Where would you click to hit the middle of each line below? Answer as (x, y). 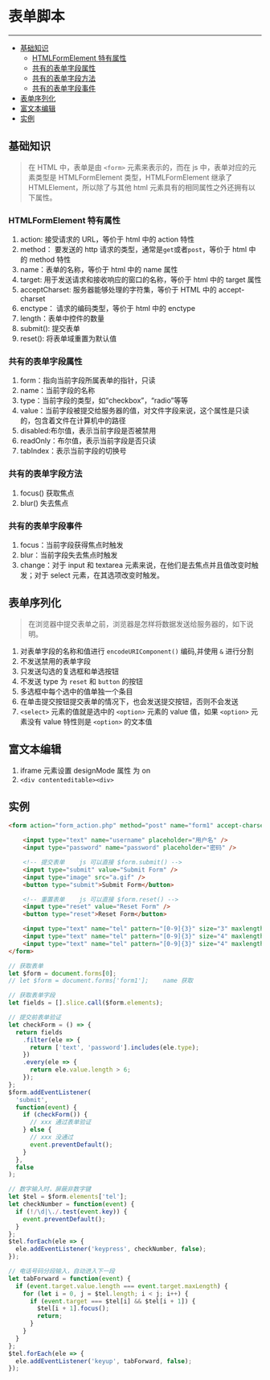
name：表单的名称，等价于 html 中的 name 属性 (99, 270)
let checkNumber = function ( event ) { (72, 1204)
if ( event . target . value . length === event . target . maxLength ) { (122, 1286)
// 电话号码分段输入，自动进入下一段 (61, 1271)
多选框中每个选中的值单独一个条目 (76, 691)
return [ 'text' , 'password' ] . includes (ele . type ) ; (114, 1047)
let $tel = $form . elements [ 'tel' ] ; (68, 1197)
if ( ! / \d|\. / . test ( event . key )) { (72, 1212)
